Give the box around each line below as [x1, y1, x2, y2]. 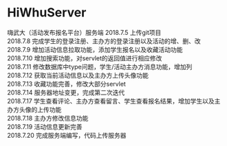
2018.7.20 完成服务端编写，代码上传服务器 [7, 131, 127, 139]
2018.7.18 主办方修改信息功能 [7, 114, 89, 122]
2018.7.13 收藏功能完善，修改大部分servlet [7, 80, 126, 88]
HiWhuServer [7, 5, 87, 21]
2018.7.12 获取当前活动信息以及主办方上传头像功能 [7, 71, 149, 80]
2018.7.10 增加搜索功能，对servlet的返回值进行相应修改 [7, 53, 162, 62]
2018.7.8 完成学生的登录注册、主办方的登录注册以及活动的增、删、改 [7, 36, 201, 45]
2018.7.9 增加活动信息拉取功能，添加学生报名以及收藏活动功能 [7, 45, 183, 53]
